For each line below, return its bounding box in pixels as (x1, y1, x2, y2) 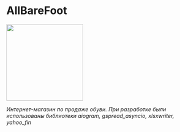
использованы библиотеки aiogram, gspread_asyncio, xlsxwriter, (6, 112, 174, 119)
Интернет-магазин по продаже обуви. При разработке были (6, 105, 167, 113)
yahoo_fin (6, 119, 32, 126)
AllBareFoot (6, 4, 67, 18)
